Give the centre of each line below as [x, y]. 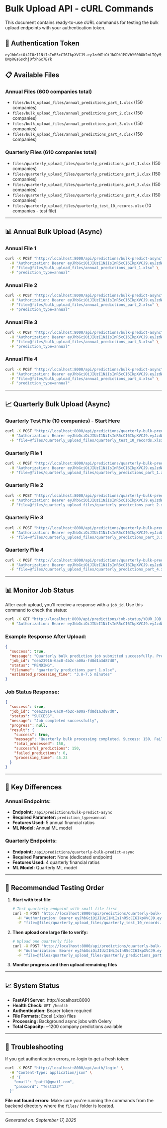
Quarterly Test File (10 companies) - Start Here [63, 421]
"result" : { [22, 730]
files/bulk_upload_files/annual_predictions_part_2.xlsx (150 [78, 113]
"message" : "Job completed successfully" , [54, 721]
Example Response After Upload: [46, 636]
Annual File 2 [21, 285]
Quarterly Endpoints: [31, 841]
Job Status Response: [32, 692]
